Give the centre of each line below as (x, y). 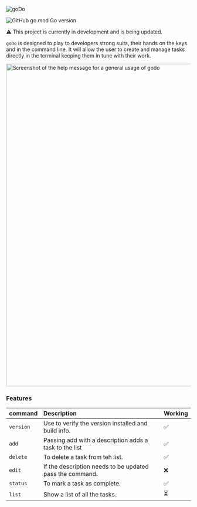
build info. (57, 431)
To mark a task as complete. (82, 484)
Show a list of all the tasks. (80, 494)
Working (176, 414)
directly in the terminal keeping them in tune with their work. (79, 55)
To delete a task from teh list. (83, 457)
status (18, 484)
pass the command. (70, 474)
